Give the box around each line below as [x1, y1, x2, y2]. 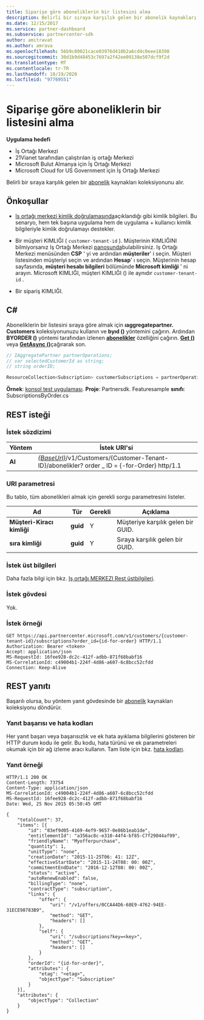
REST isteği [6, 409, 50, 420]
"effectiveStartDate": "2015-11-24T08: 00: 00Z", [28, 860, 156, 866]
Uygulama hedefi [6, 136, 50, 143]
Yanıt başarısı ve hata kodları [6, 719, 93, 727]
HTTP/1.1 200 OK [6, 775, 47, 781]
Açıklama [141, 508, 170, 516]
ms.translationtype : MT [6, 59, 67, 66]
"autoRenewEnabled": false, [28, 875, 99, 882]
